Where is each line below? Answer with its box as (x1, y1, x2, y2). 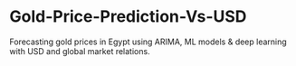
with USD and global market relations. (9, 45, 151, 56)
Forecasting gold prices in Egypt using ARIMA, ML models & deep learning (9, 36, 287, 47)
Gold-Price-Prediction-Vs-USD (9, 6, 247, 27)
